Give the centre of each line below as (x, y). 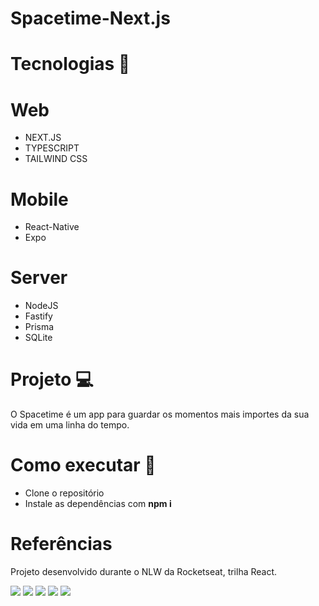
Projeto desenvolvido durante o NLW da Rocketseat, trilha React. (144, 571)
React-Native (52, 227)
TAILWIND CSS (56, 159)
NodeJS (41, 306)
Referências (61, 544)
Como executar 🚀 (83, 465)
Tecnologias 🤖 (70, 64)
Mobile (39, 199)
